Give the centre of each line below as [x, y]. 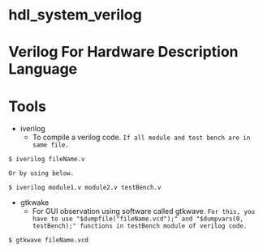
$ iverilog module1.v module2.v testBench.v [85, 188]
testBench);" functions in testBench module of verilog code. [140, 226]
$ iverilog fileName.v [47, 160]
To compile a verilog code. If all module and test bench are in [141, 137]
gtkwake [34, 203]
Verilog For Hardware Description [123, 52]
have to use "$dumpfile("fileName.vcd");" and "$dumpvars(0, [138, 219]
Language [43, 69]
